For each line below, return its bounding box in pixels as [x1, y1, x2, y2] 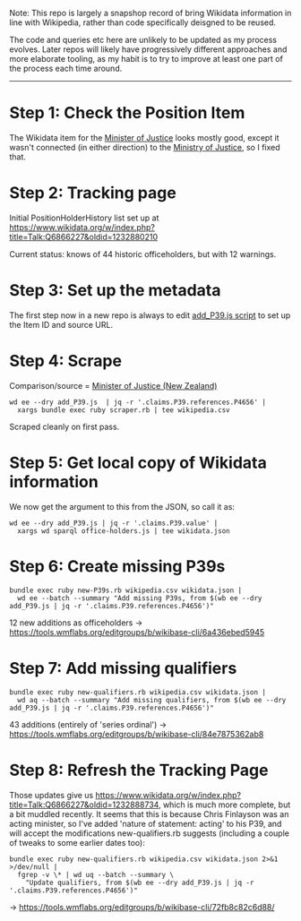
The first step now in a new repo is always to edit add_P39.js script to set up [9, 309, 291, 321]
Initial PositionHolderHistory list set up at [9, 212, 159, 223]
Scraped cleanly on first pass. [9, 421, 120, 432]
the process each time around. [9, 63, 123, 73]
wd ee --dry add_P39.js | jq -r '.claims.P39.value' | [9, 519, 219, 528]
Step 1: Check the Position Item [9, 103, 245, 124]
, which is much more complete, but [158, 799, 291, 810]
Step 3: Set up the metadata [9, 280, 221, 301]
